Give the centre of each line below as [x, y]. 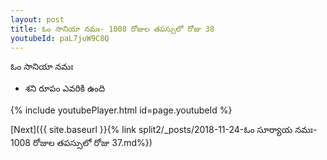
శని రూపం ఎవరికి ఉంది [65, 88]
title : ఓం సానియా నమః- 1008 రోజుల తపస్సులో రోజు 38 [112, 29]
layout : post [37, 19]
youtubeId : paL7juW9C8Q [60, 38]
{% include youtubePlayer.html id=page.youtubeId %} [121, 110]
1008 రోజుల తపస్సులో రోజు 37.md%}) [81, 143]
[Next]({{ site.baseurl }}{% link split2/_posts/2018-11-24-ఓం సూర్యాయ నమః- [164, 130]
